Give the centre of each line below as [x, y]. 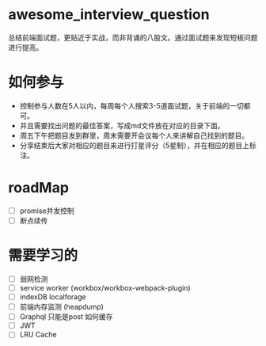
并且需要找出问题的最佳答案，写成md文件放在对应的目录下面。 [122, 125]
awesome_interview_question [109, 15]
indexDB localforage [53, 297]
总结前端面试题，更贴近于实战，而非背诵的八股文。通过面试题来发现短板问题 [133, 37]
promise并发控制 [47, 211]
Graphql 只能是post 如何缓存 [66, 317]
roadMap [39, 188]
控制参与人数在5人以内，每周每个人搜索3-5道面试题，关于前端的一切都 [135, 105]
